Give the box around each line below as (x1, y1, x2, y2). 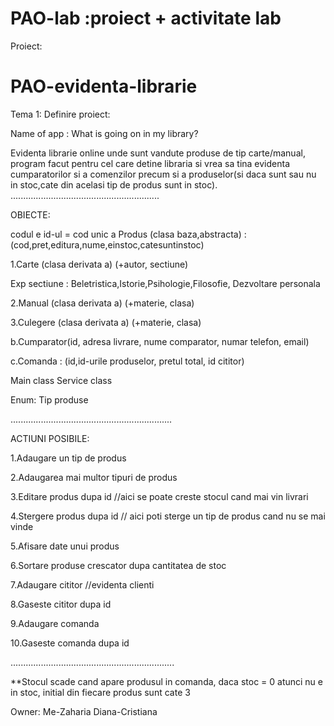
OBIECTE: (10, 208, 51, 221)
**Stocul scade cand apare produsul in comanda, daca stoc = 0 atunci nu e (10, 675, 324, 687)
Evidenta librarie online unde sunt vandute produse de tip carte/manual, (10, 147, 306, 159)
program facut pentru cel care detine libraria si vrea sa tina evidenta (10, 157, 291, 169)
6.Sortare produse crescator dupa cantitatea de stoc (10, 559, 227, 571)
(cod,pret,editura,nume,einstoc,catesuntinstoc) (10, 238, 205, 251)
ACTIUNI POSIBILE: (10, 432, 90, 444)
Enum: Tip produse (10, 393, 89, 406)
